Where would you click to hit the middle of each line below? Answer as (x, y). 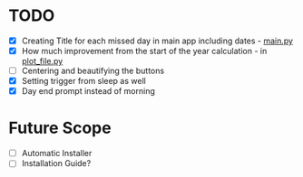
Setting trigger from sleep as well (83, 81)
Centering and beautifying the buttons (93, 71)
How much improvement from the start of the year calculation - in (144, 51)
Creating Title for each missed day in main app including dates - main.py (157, 41)
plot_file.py (42, 61)
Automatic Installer (57, 154)
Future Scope (60, 128)
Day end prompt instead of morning (88, 91)
